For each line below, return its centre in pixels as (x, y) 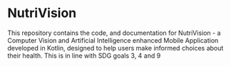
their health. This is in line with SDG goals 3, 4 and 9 (84, 56)
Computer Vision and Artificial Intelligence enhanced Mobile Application (113, 40)
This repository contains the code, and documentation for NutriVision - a (114, 33)
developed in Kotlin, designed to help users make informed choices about (115, 48)
